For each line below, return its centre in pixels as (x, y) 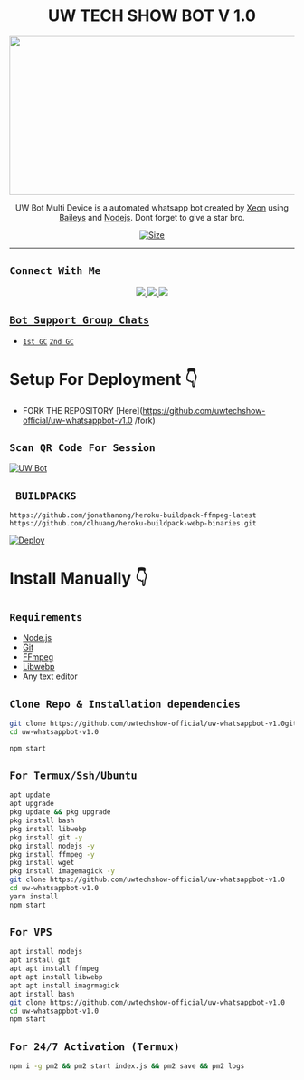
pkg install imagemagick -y (62, 871)
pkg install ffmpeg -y (52, 854)
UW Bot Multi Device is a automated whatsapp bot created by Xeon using (152, 207)
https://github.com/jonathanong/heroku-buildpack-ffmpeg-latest (133, 515)
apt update (30, 795)
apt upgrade (32, 804)
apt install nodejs (46, 952)
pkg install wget (42, 863)
